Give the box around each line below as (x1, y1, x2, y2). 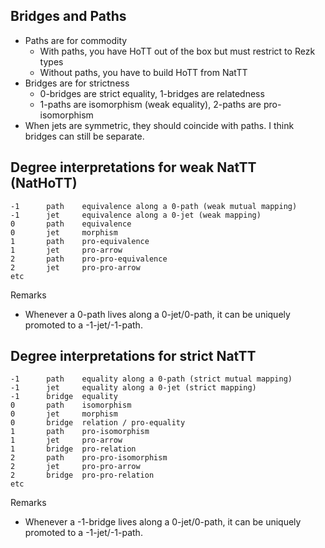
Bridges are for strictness (24, 77, 130, 89)
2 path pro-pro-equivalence (10, 254, 168, 264)
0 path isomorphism (10, 400, 132, 411)
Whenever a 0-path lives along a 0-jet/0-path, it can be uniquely (24, 308, 291, 320)
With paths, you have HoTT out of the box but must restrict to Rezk (39, 45, 316, 57)
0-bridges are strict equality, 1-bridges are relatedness (39, 87, 265, 99)
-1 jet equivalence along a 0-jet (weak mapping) (10, 210, 262, 220)
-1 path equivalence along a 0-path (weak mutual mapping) (10, 201, 298, 211)
